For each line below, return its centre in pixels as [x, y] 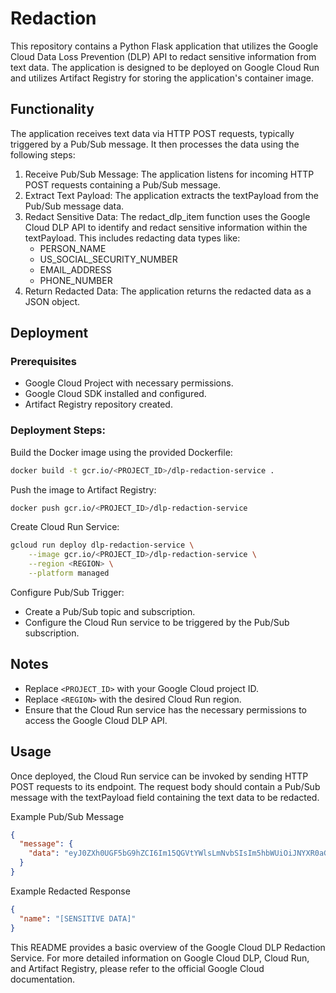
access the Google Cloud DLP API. [96, 720]
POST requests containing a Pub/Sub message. [122, 184]
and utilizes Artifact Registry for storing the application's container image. [162, 78]
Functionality [52, 109]
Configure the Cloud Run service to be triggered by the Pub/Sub [157, 622]
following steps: [43, 154]
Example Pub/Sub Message [67, 816]
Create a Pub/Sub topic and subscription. [110, 611]
